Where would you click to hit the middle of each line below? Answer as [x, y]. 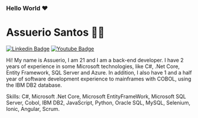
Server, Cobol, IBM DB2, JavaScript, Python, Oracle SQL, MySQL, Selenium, [98, 102]
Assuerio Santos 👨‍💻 [55, 33]
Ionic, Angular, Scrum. [33, 109]
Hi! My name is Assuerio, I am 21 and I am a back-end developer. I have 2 [95, 60]
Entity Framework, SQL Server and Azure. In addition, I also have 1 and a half [99, 72]
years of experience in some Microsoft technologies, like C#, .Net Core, [93, 66]
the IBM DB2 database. [34, 85]
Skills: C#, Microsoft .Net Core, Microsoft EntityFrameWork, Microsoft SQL [96, 96]
